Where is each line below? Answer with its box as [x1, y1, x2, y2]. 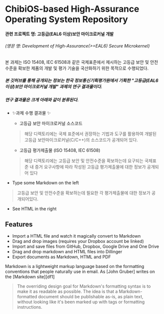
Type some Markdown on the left [12, 180, 79, 186]
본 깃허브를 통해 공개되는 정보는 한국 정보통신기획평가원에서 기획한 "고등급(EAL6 [5, 77, 159, 83]
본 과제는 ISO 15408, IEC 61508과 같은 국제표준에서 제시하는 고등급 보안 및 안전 [5, 59, 158, 65]
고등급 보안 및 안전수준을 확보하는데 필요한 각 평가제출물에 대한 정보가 [17, 190, 151, 196]
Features [5, 220, 33, 228]
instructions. [17, 304, 43, 310]
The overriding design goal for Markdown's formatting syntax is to [17, 283, 151, 290]
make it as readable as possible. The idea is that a [17, 289, 118, 294]
